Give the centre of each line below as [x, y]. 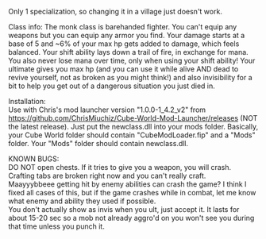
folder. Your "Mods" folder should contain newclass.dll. [98, 143]
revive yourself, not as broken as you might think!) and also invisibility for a [130, 77]
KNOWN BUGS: [34, 159]
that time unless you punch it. [56, 226]
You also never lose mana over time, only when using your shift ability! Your [132, 60]
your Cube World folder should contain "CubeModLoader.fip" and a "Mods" [132, 135]
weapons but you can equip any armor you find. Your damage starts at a [127, 35]
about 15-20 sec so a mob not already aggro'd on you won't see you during [131, 218]
